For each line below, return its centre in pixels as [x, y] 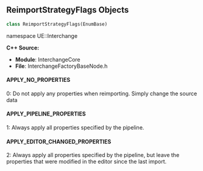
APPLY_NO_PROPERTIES [38, 80]
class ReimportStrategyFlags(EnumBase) [57, 24]
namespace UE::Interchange [42, 35]
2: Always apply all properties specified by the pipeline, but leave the [93, 155]
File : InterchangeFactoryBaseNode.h [61, 66]
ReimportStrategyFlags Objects [68, 10]
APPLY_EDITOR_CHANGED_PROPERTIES [59, 141]
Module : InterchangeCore [48, 59]
